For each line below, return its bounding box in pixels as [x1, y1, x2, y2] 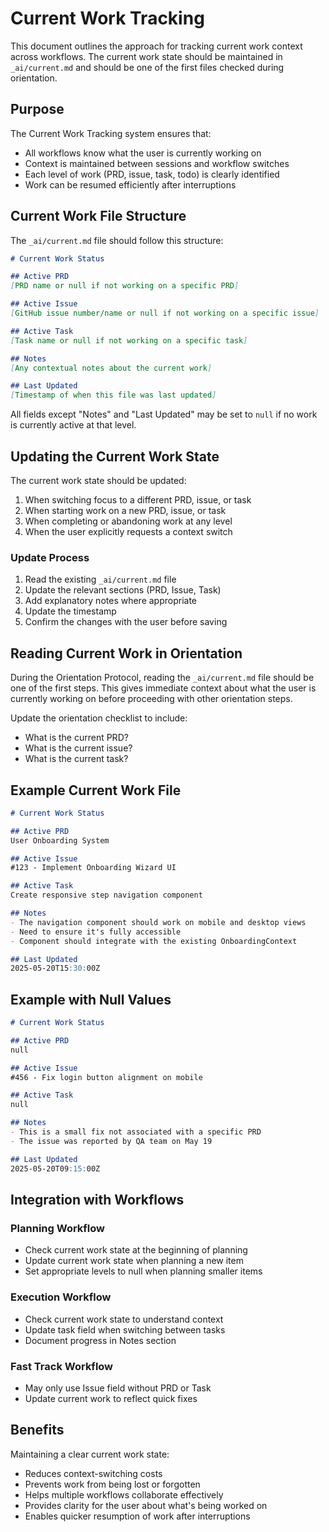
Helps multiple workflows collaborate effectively [24, 1488, 224, 1501]
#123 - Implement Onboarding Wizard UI [10, 863, 177, 873]
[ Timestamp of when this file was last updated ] [10, 390, 217, 401]
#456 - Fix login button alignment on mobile [10, 1072, 203, 1082]
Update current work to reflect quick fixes [24, 1392, 198, 1404]
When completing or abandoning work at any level [24, 515, 233, 527]
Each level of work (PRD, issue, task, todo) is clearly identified [24, 168, 280, 180]
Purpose [10, 101, 65, 118]
